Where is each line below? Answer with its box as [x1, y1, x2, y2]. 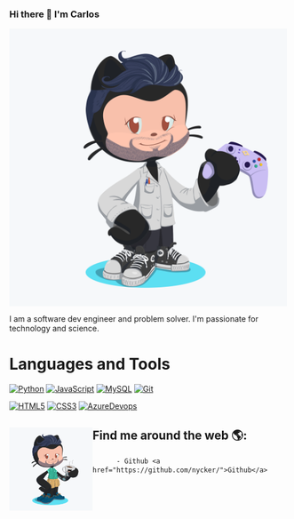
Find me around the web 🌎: [92, 427, 248, 443]
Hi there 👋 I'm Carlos [9, 8, 100, 20]
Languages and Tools [9, 355, 171, 374]
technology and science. [9, 323, 99, 334]
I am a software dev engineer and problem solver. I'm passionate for [9, 314, 259, 324]
